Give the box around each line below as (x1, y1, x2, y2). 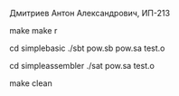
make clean (9, 78, 52, 89)
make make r (9, 25, 58, 35)
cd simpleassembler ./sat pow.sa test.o (9, 61, 155, 71)
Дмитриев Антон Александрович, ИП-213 (9, 8, 170, 18)
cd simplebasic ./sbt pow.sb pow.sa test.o (9, 43, 165, 53)
